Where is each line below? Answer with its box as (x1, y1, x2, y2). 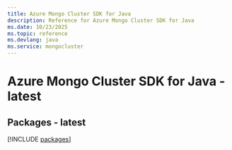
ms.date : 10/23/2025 (7, 23, 69, 30)
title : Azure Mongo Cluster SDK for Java (7, 10, 132, 18)
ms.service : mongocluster (7, 43, 83, 50)
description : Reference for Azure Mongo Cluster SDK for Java (7, 17, 195, 24)
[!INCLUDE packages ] (7, 135, 71, 143)
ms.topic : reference (7, 30, 69, 37)
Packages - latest (7, 116, 86, 128)
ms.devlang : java (7, 37, 59, 44)
